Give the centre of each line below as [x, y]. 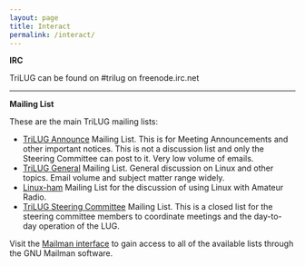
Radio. [34, 197]
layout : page [34, 18]
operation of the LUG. [79, 226]
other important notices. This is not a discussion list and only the [143, 149]
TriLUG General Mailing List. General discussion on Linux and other [148, 168]
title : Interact [40, 26]
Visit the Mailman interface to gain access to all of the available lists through [152, 244]
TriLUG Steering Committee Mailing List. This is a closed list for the [148, 207]
